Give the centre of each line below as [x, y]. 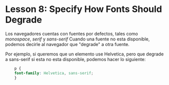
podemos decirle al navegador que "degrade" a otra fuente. [67, 44]
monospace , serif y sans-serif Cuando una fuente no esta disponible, [77, 39]
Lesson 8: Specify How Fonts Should [84, 9]
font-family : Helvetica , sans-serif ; [54, 73]
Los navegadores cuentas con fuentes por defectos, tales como [72, 33]
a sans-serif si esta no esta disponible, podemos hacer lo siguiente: [76, 59]
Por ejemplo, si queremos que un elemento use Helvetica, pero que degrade [84, 54]
